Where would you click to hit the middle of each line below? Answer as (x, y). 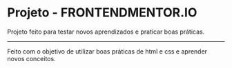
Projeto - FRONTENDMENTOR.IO (102, 13)
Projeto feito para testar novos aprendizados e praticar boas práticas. (106, 32)
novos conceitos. (32, 58)
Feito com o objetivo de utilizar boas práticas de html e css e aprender (107, 51)
